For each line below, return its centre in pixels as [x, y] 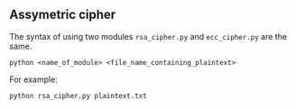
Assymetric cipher [63, 15]
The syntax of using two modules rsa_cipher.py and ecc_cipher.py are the [148, 36]
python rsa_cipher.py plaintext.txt [78, 95]
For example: [34, 79]
